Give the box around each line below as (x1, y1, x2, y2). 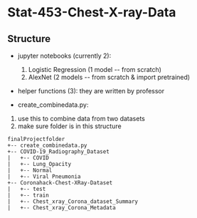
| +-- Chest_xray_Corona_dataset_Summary (7, 198, 139, 205)
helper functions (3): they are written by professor (17, 87, 165, 95)
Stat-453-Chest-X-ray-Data (7, 4, 176, 21)
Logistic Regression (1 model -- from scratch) (28, 66, 162, 73)
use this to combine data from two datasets (17, 115, 146, 123)
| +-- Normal (7, 167, 53, 174)
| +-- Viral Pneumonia (7, 173, 81, 180)
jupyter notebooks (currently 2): (17, 51, 112, 60)
